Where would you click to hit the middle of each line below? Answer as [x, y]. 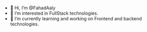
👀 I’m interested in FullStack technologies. [54, 13]
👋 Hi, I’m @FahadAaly [33, 8]
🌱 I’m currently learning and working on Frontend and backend [76, 19]
